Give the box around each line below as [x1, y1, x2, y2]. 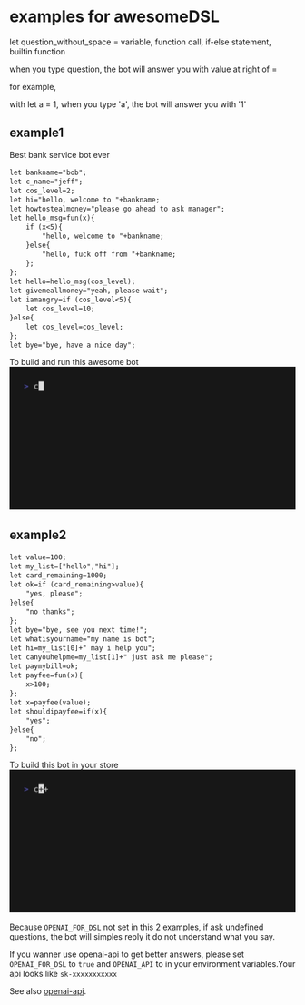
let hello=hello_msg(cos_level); [9, 277, 136, 286]
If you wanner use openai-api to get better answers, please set [9, 949, 245, 960]
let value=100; [9, 552, 67, 562]
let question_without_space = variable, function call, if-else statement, [9, 36, 272, 47]
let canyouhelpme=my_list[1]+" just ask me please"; [9, 652, 213, 662]
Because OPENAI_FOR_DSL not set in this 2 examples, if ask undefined [9, 921, 264, 932]
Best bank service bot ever [9, 149, 111, 160]
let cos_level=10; [25, 304, 95, 313]
